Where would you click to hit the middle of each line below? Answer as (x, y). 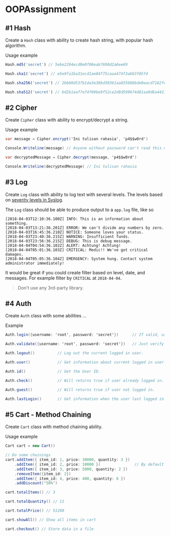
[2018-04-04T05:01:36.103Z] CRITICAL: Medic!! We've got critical (77, 250)
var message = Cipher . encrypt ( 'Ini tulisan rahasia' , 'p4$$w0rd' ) (77, 139)
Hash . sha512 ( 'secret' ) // (32, 92)
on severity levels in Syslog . (34, 200)
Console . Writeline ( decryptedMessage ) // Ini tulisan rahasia (71, 166)
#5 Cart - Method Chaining (48, 414)
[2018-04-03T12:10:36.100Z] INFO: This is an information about (74, 219)
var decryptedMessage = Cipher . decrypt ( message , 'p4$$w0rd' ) (71, 157)
